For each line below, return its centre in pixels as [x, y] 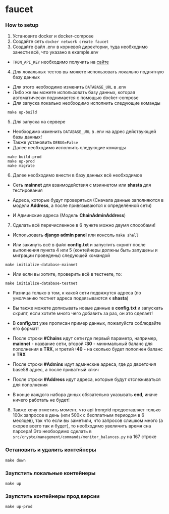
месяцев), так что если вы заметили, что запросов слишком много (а [88, 420]
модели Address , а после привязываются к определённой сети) [82, 205]
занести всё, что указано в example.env [55, 52]
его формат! [25, 329]
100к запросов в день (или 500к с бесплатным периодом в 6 [78, 415]
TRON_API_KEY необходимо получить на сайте [61, 62]
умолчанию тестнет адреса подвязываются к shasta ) [70, 298]
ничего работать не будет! [41, 400]
